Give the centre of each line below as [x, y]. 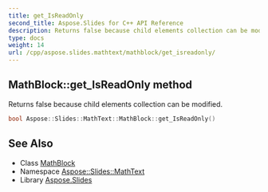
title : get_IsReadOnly [46, 16]
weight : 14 [26, 45]
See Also [31, 144]
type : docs [26, 38]
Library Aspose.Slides [56, 179]
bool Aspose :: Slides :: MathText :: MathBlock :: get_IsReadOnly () [112, 119]
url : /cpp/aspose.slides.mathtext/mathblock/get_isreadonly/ [112, 53]
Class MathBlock [47, 163]
